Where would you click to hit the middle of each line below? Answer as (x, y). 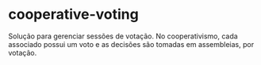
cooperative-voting (73, 14)
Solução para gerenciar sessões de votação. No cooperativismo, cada (123, 36)
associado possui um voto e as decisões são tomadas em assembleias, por (131, 44)
